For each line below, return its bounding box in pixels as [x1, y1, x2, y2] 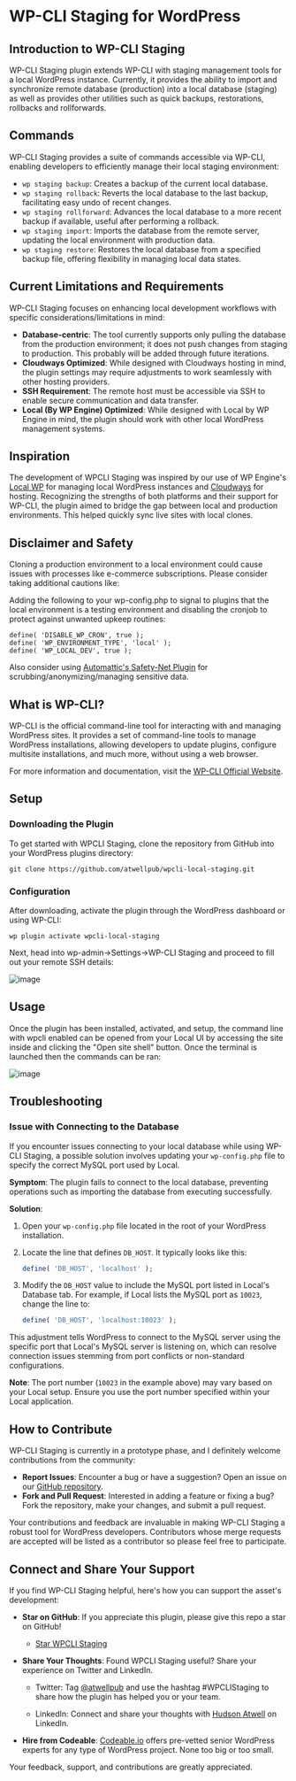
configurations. [9, 1361, 65, 1371]
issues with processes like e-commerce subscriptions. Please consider [9, 568, 268, 579]
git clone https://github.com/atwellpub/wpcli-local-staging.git [9, 865, 254, 874]
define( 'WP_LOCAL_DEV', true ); [9, 646, 133, 656]
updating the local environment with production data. [21, 235, 216, 245]
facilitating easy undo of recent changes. [21, 197, 172, 207]
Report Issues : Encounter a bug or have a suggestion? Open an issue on [21, 1472, 287, 1483]
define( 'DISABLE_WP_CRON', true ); [9, 631, 144, 640]
